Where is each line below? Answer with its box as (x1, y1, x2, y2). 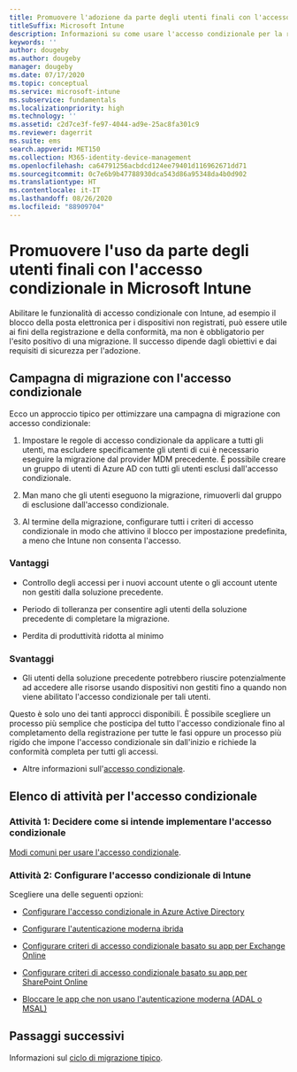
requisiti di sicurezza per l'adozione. (9, 345, 141, 355)
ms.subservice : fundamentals (9, 95, 117, 105)
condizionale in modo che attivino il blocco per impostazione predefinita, (21, 525, 287, 536)
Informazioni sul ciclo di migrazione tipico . (9, 1052, 164, 1063)
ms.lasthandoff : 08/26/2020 (9, 194, 113, 204)
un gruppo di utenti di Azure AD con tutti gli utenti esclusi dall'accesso (21, 462, 278, 474)
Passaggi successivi (9, 1029, 126, 1044)
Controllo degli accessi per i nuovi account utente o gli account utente (21, 577, 278, 587)
